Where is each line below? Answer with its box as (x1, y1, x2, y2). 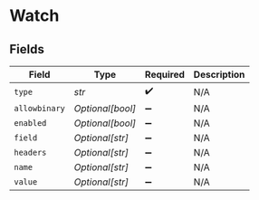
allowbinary (14, 103, 66, 113)
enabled (14, 119, 47, 128)
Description (193, 69, 245, 81)
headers (14, 148, 47, 157)
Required (144, 69, 186, 81)
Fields (9, 42, 45, 57)
